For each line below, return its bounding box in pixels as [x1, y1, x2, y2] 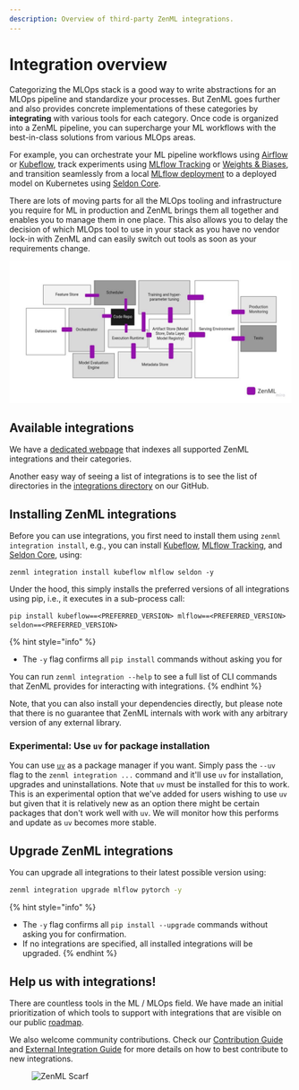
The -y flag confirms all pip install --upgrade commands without [21, 919, 269, 930]
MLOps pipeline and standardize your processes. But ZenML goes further [9, 93, 280, 104]
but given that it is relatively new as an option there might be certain [9, 798, 260, 809]
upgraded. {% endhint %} [21, 948, 118, 959]
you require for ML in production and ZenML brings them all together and [9, 205, 279, 215]
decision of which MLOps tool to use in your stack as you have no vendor [9, 224, 280, 234]
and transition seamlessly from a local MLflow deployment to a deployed [9, 168, 278, 179]
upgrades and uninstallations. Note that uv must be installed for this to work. [9, 779, 290, 790]
